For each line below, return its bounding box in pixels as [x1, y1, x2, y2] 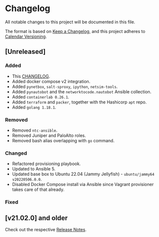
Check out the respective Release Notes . [5, 226, 87, 232]
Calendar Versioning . [5, 34, 47, 39]
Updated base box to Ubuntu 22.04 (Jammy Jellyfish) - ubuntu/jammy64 [12, 171, 155, 177]
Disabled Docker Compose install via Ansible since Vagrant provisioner [12, 182, 154, 187]
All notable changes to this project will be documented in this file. [5, 19, 136, 25]
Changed [5, 150, 28, 156]
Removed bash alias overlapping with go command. [12, 137, 115, 143]
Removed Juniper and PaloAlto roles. [12, 132, 86, 138]
